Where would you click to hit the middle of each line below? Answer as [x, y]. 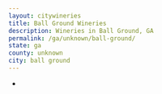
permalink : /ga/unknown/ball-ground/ [72, 38]
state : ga [25, 46]
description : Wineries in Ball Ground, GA [81, 31]
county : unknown [36, 53]
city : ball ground [39, 61]
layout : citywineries [45, 16]
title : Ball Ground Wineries [58, 23]
